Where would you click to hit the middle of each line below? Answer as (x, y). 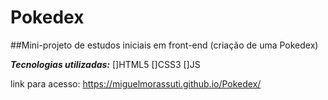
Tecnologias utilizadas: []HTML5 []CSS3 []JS (105, 64)
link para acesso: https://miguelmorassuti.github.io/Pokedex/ (136, 83)
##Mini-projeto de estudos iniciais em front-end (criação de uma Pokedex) (164, 45)
